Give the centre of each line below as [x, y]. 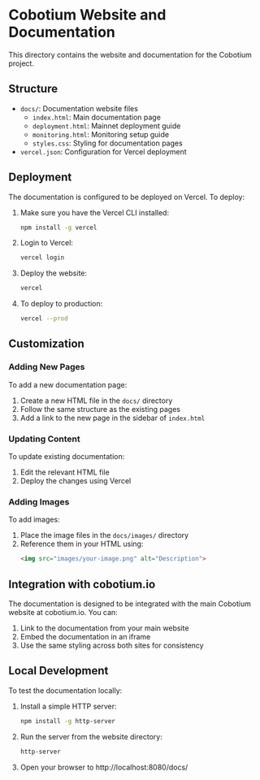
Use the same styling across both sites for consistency [112, 646]
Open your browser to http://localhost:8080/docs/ [104, 767]
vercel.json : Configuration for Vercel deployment [103, 151]
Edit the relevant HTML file [65, 472]
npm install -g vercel [58, 227]
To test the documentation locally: [65, 690]
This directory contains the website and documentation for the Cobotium [130, 54]
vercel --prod [44, 318]
